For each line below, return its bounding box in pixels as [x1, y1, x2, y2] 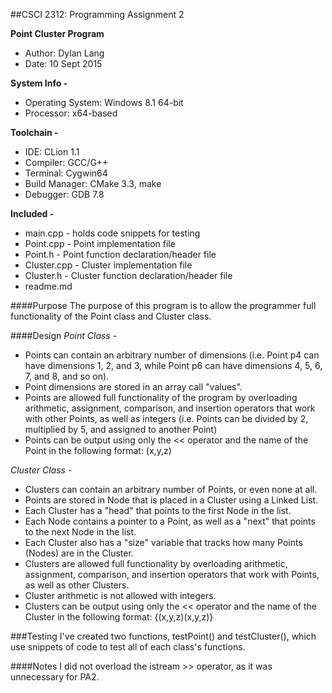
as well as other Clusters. [24, 579, 130, 591]
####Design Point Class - [10, 330, 118, 341]
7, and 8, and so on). [24, 370, 110, 382]
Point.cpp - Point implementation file [24, 238, 176, 249]
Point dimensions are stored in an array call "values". [24, 381, 243, 393]
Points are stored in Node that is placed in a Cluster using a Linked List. [24, 494, 319, 506]
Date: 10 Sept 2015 [24, 58, 103, 69]
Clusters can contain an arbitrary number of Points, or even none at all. [24, 484, 318, 495]
